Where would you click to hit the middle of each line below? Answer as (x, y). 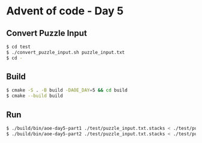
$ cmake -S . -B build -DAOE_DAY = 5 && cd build (67, 90)
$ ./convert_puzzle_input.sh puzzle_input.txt (66, 52)
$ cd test (19, 47)
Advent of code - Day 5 (65, 11)
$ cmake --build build (35, 96)
